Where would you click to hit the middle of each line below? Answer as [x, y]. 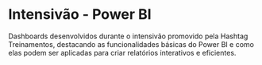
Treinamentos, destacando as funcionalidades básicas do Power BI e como [131, 44]
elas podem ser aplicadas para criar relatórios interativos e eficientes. [122, 52]
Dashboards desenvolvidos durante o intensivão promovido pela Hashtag [128, 36]
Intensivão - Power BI [80, 14]
